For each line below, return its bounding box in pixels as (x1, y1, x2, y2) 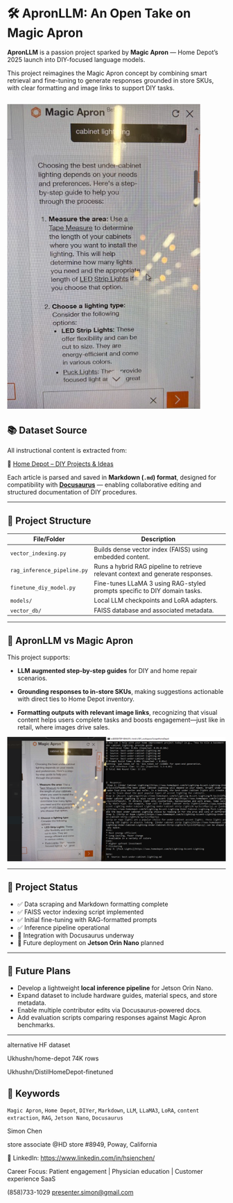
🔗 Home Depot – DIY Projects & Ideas (7, 460, 114, 468)
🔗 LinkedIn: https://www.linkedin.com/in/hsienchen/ (7, 1154, 155, 1162)
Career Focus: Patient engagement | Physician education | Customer (7, 1168, 203, 1176)
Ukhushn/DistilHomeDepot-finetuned (7, 1067, 113, 1076)
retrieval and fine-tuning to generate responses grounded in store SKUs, (7, 76, 214, 84)
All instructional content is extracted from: (7, 446, 127, 455)
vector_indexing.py (10, 550, 67, 557)
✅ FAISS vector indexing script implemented (17, 907, 144, 916)
